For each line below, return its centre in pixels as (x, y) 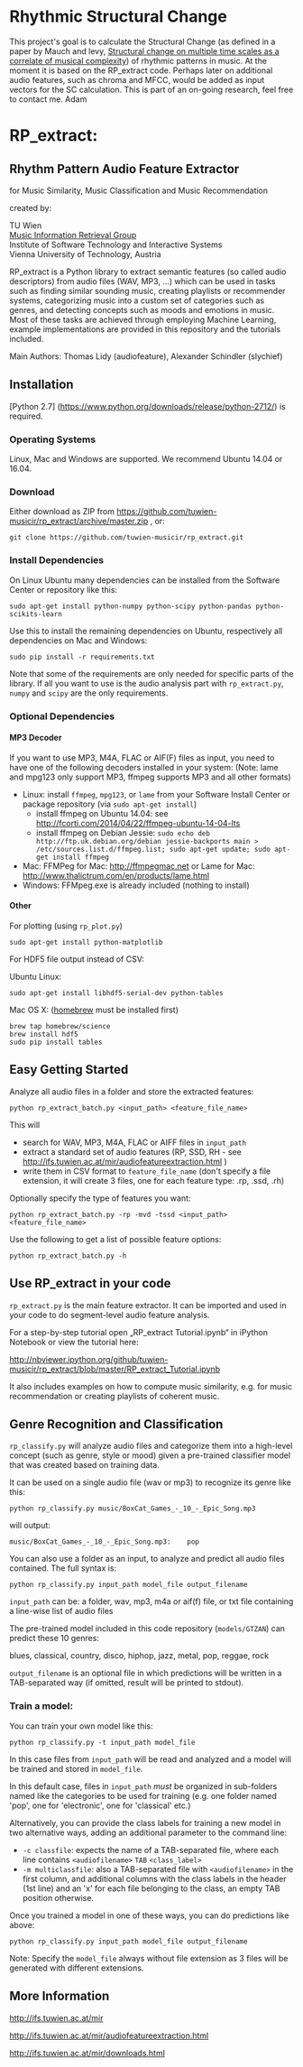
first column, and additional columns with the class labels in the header (154, 1878)
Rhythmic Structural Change (118, 17)
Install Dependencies (57, 560)
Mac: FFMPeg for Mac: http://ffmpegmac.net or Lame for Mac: (138, 866)
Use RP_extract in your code (90, 1283)
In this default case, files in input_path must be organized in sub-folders (143, 1786)
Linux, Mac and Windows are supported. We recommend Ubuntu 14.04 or (146, 459)
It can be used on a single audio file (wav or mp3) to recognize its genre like (150, 1482)
